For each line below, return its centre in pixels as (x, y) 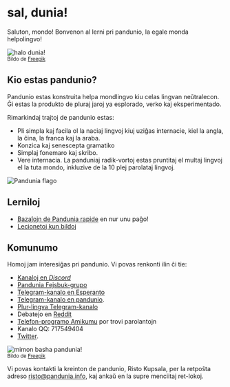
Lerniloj (24, 202)
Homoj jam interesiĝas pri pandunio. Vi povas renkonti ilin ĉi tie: (97, 264)
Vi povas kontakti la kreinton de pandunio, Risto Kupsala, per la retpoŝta (109, 369)
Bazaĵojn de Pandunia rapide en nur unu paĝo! (83, 219)
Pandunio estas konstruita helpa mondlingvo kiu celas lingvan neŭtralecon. (113, 96)
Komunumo (33, 248)
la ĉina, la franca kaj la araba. (59, 138)
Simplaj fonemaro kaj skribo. (57, 152)
